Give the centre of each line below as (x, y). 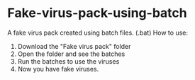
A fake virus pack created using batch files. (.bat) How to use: (98, 33)
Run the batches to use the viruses (68, 61)
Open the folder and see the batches (71, 54)
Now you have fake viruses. (58, 69)
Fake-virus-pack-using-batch (97, 13)
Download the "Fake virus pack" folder (74, 46)
